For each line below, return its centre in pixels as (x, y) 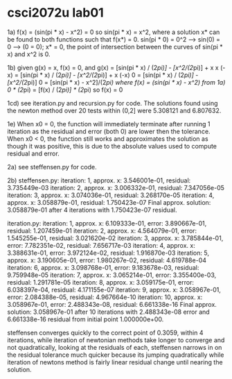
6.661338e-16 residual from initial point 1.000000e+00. (86, 319)
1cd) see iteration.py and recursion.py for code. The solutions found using (113, 103)
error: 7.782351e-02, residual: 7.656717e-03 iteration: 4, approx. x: (101, 245)
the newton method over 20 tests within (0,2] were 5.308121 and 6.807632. (114, 110)
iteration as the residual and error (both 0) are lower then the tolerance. (109, 131)
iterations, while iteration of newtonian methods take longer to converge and (116, 340)
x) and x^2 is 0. (29, 54)
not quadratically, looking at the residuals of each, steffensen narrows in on (115, 347)
